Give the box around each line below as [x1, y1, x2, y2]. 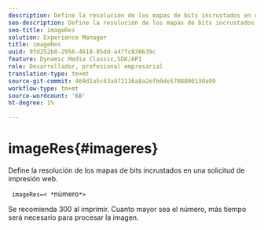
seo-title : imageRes [8, 26, 76, 34]
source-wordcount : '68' [8, 92, 86, 100]
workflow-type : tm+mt [8, 84, 79, 93]
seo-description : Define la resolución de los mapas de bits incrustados [8, 19, 255, 27]
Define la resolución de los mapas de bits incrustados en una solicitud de [8, 166, 245, 175]
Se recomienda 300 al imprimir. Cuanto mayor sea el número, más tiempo [8, 205, 247, 214]
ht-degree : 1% [8, 99, 55, 107]
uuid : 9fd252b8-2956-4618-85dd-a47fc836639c [8, 48, 156, 56]
